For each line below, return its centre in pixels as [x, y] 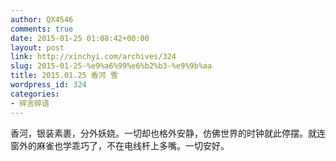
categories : [35, 94]
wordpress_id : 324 [48, 85]
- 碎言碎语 [30, 103]
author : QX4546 [42, 19]
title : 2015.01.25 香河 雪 [64, 76]
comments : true [42, 29]
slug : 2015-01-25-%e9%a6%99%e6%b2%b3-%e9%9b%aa [111, 66]
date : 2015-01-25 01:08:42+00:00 [80, 38]
